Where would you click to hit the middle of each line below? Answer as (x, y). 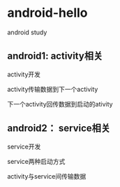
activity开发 (24, 74)
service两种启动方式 (36, 161)
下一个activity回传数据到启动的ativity (60, 104)
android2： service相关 (59, 129)
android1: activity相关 (55, 56)
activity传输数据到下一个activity (53, 89)
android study (27, 32)
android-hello (48, 13)
